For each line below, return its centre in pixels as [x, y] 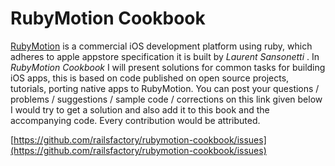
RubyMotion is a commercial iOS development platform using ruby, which [161, 46]
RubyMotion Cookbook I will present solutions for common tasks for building [168, 67]
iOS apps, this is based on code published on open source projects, [150, 78]
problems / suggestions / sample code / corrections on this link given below [166, 99]
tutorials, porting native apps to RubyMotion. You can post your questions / [165, 88]
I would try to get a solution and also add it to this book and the [140, 109]
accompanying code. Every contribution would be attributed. [135, 120]
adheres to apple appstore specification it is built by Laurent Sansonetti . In [165, 56]
